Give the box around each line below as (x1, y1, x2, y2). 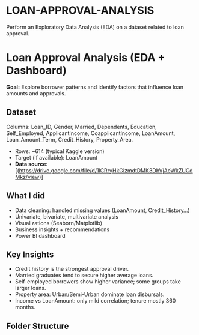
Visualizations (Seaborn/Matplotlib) (14, 219, 103, 226)
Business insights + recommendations (14, 226, 110, 233)
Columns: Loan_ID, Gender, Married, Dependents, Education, (6, 123, 158, 130)
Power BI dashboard (14, 232, 66, 239)
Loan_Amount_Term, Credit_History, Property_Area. (6, 136, 133, 143)
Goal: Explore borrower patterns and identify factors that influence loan (6, 83, 183, 91)
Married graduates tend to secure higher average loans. (14, 271, 154, 279)
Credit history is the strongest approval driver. (14, 265, 129, 273)
